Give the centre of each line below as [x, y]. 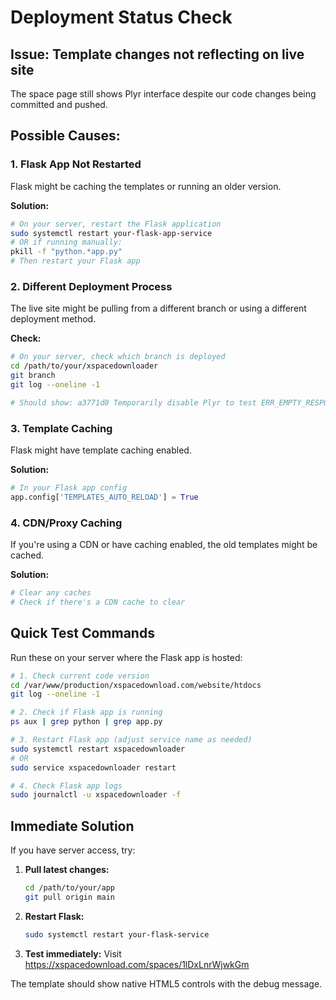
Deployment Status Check [121, 17]
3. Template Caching [61, 428]
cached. [27, 555]
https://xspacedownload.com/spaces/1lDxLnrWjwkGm [137, 964]
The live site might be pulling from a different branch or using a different [158, 308]
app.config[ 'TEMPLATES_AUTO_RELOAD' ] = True [104, 497]
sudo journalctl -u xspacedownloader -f [96, 795]
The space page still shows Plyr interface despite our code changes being [163, 94]
